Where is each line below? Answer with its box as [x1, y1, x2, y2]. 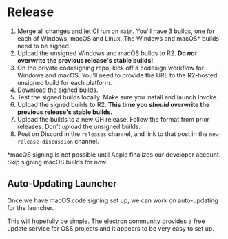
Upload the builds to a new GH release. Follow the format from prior [17, 115, 210, 123]
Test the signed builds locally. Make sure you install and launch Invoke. [17, 93, 218, 101]
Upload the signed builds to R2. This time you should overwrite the [17, 100, 210, 108]
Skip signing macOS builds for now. [7, 157, 108, 166]
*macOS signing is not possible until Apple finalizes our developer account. [7, 150, 221, 159]
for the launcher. [7, 203, 54, 211]
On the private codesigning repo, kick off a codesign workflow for [17, 64, 205, 72]
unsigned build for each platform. [17, 78, 112, 86]
